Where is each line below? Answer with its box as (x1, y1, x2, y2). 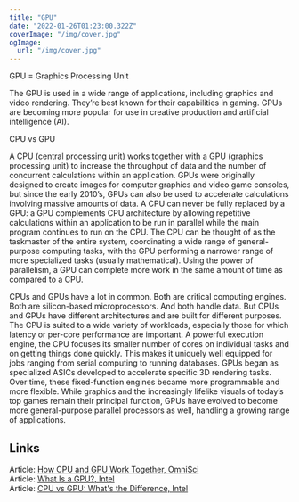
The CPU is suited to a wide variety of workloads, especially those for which (9, 320, 289, 331)
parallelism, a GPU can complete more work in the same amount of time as (9, 265, 283, 276)
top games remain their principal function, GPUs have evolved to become (9, 396, 279, 407)
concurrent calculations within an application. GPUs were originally (9, 170, 255, 181)
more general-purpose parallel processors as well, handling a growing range (9, 405, 290, 416)
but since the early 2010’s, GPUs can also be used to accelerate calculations (9, 189, 289, 200)
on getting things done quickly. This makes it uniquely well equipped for (9, 349, 273, 359)
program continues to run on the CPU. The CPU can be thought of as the (9, 226, 276, 237)
